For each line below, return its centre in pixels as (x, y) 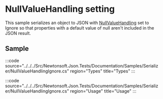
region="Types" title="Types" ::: (103, 71)
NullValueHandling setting (60, 9)
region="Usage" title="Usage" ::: (103, 91)
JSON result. (18, 33)
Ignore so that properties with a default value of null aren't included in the (80, 28)
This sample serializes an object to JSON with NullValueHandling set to (77, 23)
